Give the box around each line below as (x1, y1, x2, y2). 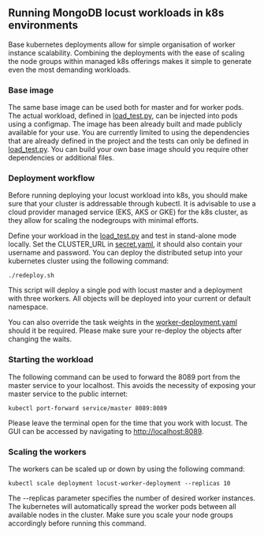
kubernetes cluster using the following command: (8, 256, 169, 266)
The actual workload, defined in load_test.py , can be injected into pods (8, 111, 238, 121)
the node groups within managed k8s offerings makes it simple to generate (8, 56, 252, 66)
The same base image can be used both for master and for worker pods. (8, 103, 244, 112)
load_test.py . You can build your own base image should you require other (8, 145, 249, 154)
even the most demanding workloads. (8, 65, 131, 74)
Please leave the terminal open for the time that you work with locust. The (8, 418, 248, 428)
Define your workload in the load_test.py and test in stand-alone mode (8, 231, 237, 240)
